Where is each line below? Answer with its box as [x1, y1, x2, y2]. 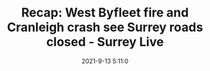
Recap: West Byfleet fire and [21, 5, 189, 21]
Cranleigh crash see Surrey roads [7, 19, 203, 35]
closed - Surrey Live [46, 34, 164, 50]
